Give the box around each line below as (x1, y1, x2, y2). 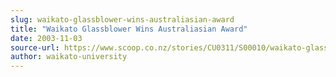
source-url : (10, 42, 60, 53)
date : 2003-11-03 (10, 33, 83, 43)
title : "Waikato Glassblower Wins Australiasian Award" (10, 24, 248, 34)
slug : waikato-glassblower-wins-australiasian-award (10, 14, 235, 25)
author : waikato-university (10, 52, 128, 62)
